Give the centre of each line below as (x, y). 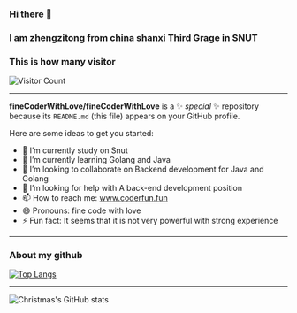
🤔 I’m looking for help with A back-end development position (132, 188)
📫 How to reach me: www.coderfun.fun (95, 198)
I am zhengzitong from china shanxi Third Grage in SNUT (133, 37)
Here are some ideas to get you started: (82, 134)
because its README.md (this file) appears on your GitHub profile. (125, 116)
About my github (46, 256)
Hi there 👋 (31, 14)
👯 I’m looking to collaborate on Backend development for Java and (143, 169)
